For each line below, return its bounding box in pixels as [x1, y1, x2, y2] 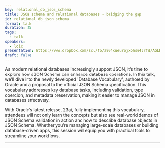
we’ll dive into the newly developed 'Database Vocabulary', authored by [5, 76, 150, 82]
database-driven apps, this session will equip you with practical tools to [5, 128, 150, 134]
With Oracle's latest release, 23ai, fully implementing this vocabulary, [5, 107, 145, 113]
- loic [9, 44, 23, 49]
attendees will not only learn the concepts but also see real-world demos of [5, 112, 158, 118]
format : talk [5, 21, 32, 26]
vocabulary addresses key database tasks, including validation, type [5, 87, 143, 93]
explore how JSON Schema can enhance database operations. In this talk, [5, 72, 156, 77]
